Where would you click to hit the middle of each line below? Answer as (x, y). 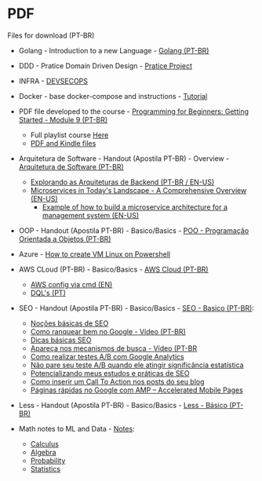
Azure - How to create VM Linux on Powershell (94, 254)
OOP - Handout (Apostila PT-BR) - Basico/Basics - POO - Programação (134, 230)
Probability (48, 461)
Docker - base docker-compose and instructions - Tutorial (113, 96)
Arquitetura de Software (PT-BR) (71, 166)
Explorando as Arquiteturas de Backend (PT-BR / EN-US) (122, 182)
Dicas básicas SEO (61, 340)
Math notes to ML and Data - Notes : (76, 428)
